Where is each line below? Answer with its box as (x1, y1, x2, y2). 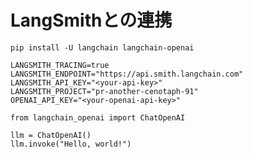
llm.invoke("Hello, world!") (10, 139, 132, 149)
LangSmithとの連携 (10, 9, 173, 32)
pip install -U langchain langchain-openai (10, 42, 195, 53)
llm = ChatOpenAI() (10, 130, 92, 140)
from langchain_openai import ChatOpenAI (10, 112, 186, 123)
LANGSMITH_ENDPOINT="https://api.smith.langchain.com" (10, 69, 244, 79)
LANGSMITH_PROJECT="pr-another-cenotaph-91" (10, 86, 199, 96)
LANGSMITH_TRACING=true (10, 60, 110, 70)
